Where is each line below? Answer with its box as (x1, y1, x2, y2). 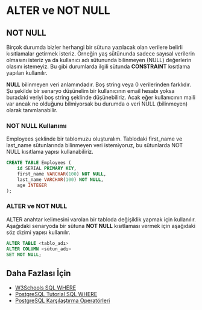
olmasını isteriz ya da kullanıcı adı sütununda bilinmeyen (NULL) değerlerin (6, 57, 192, 63)
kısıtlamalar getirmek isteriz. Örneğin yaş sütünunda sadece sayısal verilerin (6, 50, 195, 57)
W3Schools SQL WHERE (14, 284, 77, 291)
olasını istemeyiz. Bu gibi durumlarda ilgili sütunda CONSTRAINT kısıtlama (6, 63, 191, 70)
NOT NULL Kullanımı (6, 121, 67, 130)
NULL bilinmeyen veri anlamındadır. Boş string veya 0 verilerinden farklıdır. (6, 81, 191, 88)
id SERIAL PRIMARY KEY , (17, 165, 77, 172)
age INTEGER (17, 182, 47, 188)
